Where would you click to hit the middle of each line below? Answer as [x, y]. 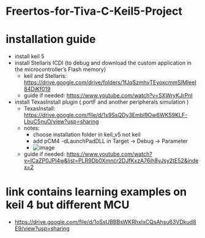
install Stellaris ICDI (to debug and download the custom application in [103, 63]
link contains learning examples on [96, 192]
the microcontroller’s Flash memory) [60, 69]
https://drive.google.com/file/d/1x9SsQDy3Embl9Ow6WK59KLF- [106, 115]
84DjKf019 [37, 89]
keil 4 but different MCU [68, 205]
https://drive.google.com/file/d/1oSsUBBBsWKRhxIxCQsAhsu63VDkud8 [105, 222]
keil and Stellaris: [45, 76]
